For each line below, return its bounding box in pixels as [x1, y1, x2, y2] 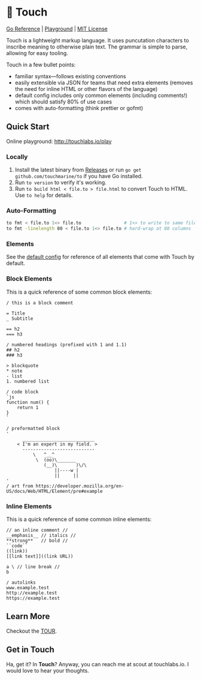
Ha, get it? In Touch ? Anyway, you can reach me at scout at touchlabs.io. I [6, 660, 189, 667]
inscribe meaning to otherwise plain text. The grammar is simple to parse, [6, 43, 188, 50]
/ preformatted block [6, 425, 60, 431]
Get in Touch [6, 645, 55, 655]
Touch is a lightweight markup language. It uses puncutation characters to [6, 36, 190, 44]
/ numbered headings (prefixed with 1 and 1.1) [6, 341, 127, 347]
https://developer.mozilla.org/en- [35, 483, 124, 489]
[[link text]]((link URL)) [6, 553, 74, 559]
